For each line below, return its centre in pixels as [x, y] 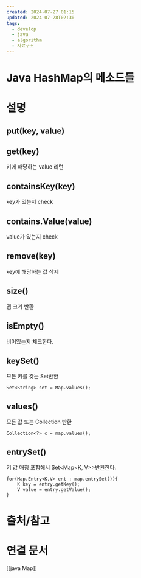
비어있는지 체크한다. [30, 341]
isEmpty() [25, 326]
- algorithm [27, 40]
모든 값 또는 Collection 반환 [39, 422]
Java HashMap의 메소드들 [70, 78]
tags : [13, 23]
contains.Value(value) [49, 221]
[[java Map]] [22, 568]
